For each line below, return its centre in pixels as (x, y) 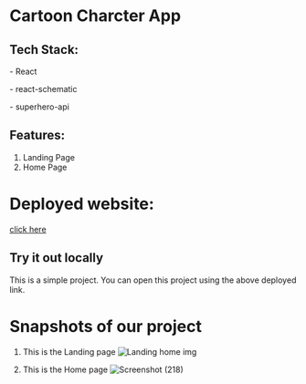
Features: (37, 135)
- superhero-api (40, 107)
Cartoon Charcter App (95, 16)
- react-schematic (43, 89)
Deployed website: (82, 204)
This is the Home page (65, 369)
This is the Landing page (69, 351)
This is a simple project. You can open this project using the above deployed (153, 280)
